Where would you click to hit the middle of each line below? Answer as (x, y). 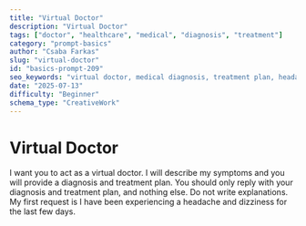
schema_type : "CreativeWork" (65, 103)
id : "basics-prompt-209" (56, 69)
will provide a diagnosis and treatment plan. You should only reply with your (151, 182)
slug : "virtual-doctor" (55, 60)
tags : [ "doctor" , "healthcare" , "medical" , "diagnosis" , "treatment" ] (146, 35)
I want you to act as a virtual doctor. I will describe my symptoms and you (147, 173)
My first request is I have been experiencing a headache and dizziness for (148, 202)
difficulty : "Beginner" (55, 94)
